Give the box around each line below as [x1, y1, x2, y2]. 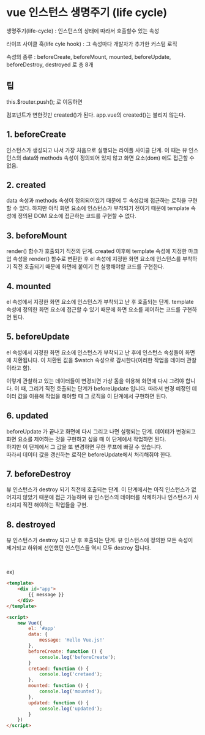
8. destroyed [6, 519, 56, 530]
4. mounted [6, 281, 51, 292]
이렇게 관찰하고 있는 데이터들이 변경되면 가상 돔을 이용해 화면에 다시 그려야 [6, 377, 185, 384]
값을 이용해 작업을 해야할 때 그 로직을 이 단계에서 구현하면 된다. [17, 392, 168, 400]
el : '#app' [28, 626, 56, 632]
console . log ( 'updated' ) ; [39, 706, 103, 712]
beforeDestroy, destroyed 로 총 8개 [6, 61, 94, 68]
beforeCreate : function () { [28, 648, 103, 655]
